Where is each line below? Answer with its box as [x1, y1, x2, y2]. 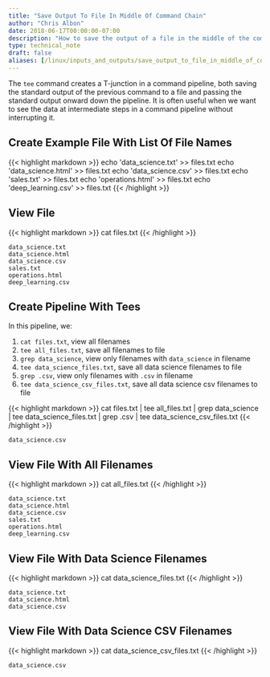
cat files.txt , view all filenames [19, 336, 131, 346]
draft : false [8, 49, 52, 57]
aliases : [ [8, 57, 45, 65]
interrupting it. [8, 112, 55, 122]
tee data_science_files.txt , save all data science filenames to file [19, 362, 243, 372]
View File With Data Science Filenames [8, 552, 207, 565]
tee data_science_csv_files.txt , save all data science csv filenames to [19, 379, 259, 389]
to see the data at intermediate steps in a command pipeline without [8, 104, 233, 113]
